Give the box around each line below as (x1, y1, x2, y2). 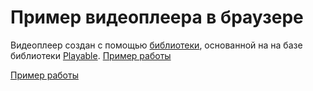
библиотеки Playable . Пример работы (10, 49, 172, 61)
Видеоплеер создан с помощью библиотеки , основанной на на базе (10, 39, 303, 51)
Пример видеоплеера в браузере (10, 6, 304, 29)
